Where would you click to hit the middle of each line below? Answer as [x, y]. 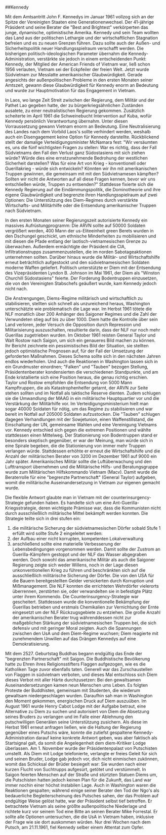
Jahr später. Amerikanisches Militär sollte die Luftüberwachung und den [79, 461]
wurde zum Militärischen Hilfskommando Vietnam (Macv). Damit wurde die [81, 472]
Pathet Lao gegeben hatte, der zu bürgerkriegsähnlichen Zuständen [74, 105]
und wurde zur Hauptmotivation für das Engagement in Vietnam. [71, 90]
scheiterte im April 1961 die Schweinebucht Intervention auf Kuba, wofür [79, 116]
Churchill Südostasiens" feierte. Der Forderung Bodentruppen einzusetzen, [82, 278]
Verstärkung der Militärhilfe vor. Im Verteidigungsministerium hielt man [77, 404]
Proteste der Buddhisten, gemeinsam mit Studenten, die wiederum [73, 690]
